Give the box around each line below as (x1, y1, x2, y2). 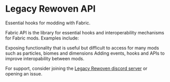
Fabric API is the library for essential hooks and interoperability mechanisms (5, 29, 164, 35)
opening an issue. (5, 70, 43, 76)
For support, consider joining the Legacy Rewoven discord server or (5, 65, 148, 71)
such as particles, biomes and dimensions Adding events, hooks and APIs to (5, 50, 165, 56)
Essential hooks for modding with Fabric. (5, 20, 91, 26)
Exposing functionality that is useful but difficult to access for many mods (5, 45, 159, 51)
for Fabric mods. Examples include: (5, 35, 79, 41)
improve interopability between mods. (5, 55, 85, 61)
